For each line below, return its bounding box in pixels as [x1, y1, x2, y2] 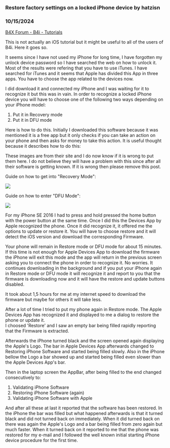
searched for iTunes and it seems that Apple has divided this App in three [5, 71, 158, 77]
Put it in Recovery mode [12, 112, 63, 118]
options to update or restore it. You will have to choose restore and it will [5, 228, 156, 234]
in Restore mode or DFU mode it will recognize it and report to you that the [5, 270, 160, 277]
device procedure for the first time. [5, 437, 78, 443]
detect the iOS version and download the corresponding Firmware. [5, 234, 145, 240]
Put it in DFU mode [12, 117, 52, 123]
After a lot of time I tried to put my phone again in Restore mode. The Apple [5, 306, 162, 313]
